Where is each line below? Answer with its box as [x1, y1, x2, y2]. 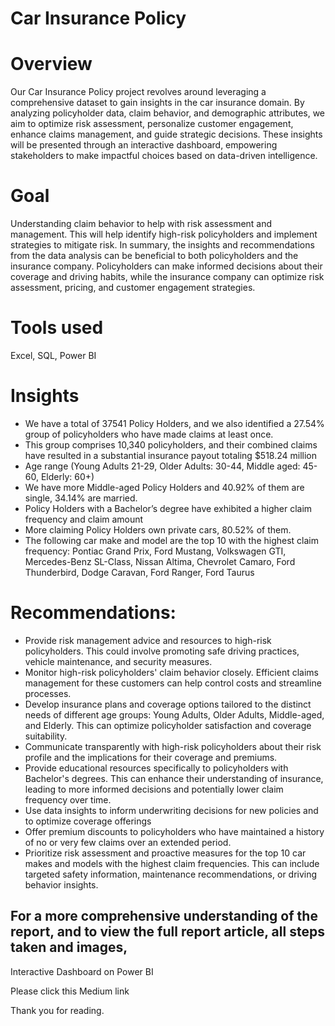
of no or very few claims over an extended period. [24, 836, 232, 848]
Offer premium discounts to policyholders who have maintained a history [24, 825, 325, 837]
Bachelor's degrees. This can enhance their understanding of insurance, [24, 772, 324, 784]
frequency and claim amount [24, 513, 144, 525]
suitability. [24, 730, 68, 742]
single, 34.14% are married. [24, 492, 138, 504]
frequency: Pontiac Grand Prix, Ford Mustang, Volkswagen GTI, [24, 545, 287, 557]
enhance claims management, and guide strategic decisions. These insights [10, 128, 323, 141]
